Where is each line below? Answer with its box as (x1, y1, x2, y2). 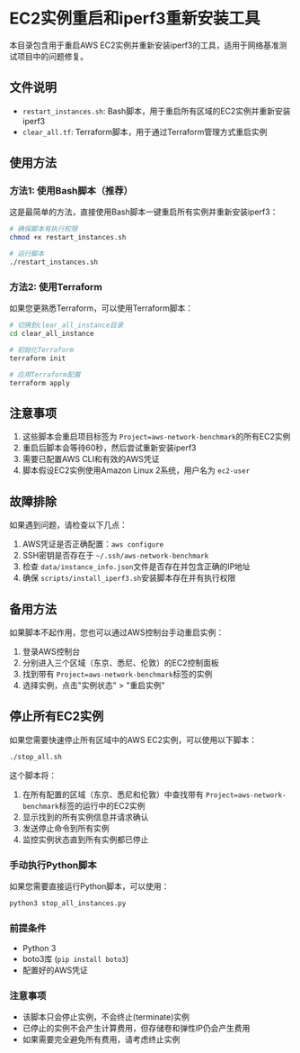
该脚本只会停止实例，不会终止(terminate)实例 (22, 1012, 190, 1022)
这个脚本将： (9, 769, 57, 780)
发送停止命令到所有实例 (22, 822, 110, 833)
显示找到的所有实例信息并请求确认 (22, 812, 149, 822)
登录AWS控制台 (22, 646, 81, 657)
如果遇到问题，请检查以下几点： (9, 520, 128, 531)
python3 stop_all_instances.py (9, 898, 127, 908)
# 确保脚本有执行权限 (9, 224, 78, 234)
